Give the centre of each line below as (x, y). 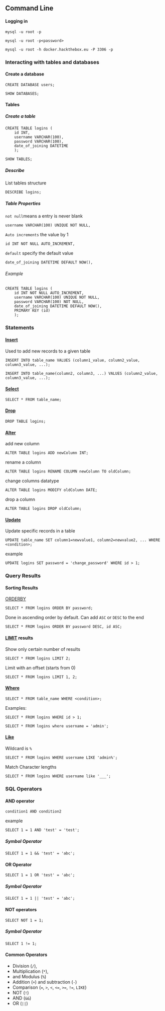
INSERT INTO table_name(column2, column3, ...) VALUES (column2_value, (81, 373)
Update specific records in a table (40, 531)
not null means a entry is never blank (44, 216)
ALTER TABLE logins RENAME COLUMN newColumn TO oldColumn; (68, 471)
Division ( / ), (25, 966)
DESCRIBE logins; (23, 192)
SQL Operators (24, 789)
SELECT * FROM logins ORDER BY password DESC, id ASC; (64, 627)
